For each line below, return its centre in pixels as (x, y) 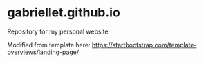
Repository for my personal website (58, 32)
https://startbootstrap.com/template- (144, 45)
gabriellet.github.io (64, 13)
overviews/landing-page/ (43, 52)
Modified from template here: (49, 45)
